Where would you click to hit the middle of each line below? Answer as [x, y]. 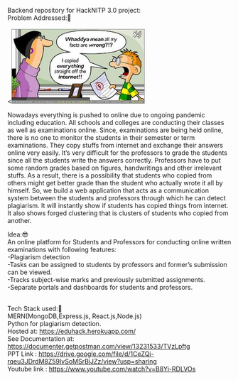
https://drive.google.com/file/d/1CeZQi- [96, 354]
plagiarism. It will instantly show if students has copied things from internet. [118, 206]
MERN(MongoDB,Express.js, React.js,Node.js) [75, 316]
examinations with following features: [62, 249]
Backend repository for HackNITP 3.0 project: [74, 10]
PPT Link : [22, 354]
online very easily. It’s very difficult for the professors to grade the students [117, 153]
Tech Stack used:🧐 [35, 309]
